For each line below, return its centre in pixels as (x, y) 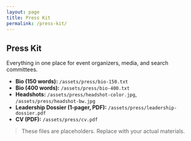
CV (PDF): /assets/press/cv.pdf (57, 120)
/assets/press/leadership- (142, 108)
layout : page (23, 12)
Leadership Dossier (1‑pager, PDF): (61, 107)
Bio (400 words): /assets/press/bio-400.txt (72, 88)
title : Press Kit (29, 18)
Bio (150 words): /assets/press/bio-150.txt (72, 82)
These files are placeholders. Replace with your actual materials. (103, 131)
